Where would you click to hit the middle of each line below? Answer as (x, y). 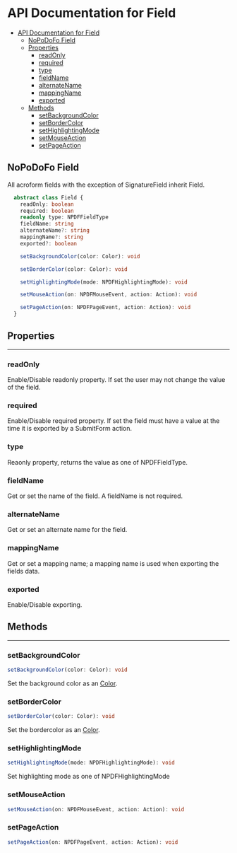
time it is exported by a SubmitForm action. (70, 429)
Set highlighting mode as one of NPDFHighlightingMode (89, 777)
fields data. (24, 571)
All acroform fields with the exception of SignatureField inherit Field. (106, 185)
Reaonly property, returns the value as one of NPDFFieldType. (98, 462)
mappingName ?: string (51, 237)
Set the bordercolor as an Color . (54, 730)
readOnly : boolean (47, 204)
